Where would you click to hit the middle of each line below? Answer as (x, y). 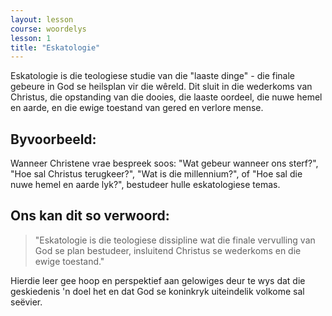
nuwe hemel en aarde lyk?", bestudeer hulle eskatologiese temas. (145, 185)
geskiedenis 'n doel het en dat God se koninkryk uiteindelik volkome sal (157, 291)
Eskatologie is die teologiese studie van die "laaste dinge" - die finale (152, 76)
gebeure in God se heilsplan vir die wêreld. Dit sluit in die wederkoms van (161, 87)
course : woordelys (48, 29)
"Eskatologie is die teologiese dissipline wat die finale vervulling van (175, 240)
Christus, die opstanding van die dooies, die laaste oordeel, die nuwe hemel (166, 97)
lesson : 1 (31, 38)
